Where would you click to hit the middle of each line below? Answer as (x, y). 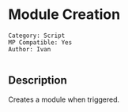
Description (38, 80)
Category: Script (37, 35)
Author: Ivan (30, 49)
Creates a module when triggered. (64, 99)
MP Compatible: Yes (40, 42)
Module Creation (64, 15)
